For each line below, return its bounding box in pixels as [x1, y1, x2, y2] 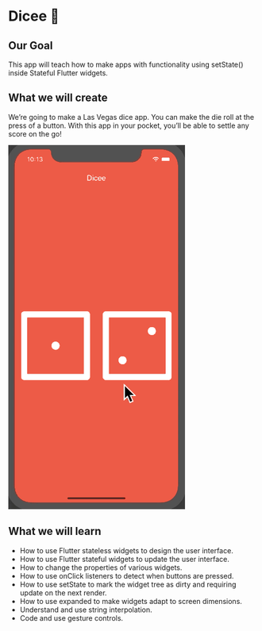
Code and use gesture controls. [19, 613, 124, 622]
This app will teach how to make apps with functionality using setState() [8, 60, 244, 69]
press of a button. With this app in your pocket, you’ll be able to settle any [8, 121, 250, 130]
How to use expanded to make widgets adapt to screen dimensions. [19, 596, 242, 606]
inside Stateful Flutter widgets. [8, 68, 109, 78]
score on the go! [8, 129, 62, 138]
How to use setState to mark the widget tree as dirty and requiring [19, 579, 237, 589]
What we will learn [8, 525, 102, 538]
